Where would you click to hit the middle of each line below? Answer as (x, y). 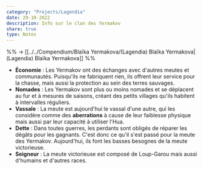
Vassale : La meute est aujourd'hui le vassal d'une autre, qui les (95, 109)
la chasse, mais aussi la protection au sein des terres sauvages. (95, 83)
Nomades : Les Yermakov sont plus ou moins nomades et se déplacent (104, 89)
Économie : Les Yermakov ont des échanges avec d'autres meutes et (102, 70)
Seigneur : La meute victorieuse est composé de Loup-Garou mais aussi (106, 154)
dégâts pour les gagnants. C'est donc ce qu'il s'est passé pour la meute (105, 135)
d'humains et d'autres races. (51, 160)
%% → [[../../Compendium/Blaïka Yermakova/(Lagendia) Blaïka (85, 52)
